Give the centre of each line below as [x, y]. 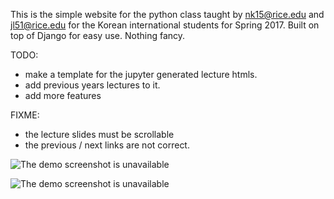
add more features [63, 95]
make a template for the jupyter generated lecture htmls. [141, 74]
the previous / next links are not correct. [107, 145]
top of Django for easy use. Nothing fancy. [98, 35]
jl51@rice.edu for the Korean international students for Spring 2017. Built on [165, 25]
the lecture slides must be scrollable [99, 134]
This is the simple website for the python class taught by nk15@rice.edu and [167, 14]
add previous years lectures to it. [92, 85]
